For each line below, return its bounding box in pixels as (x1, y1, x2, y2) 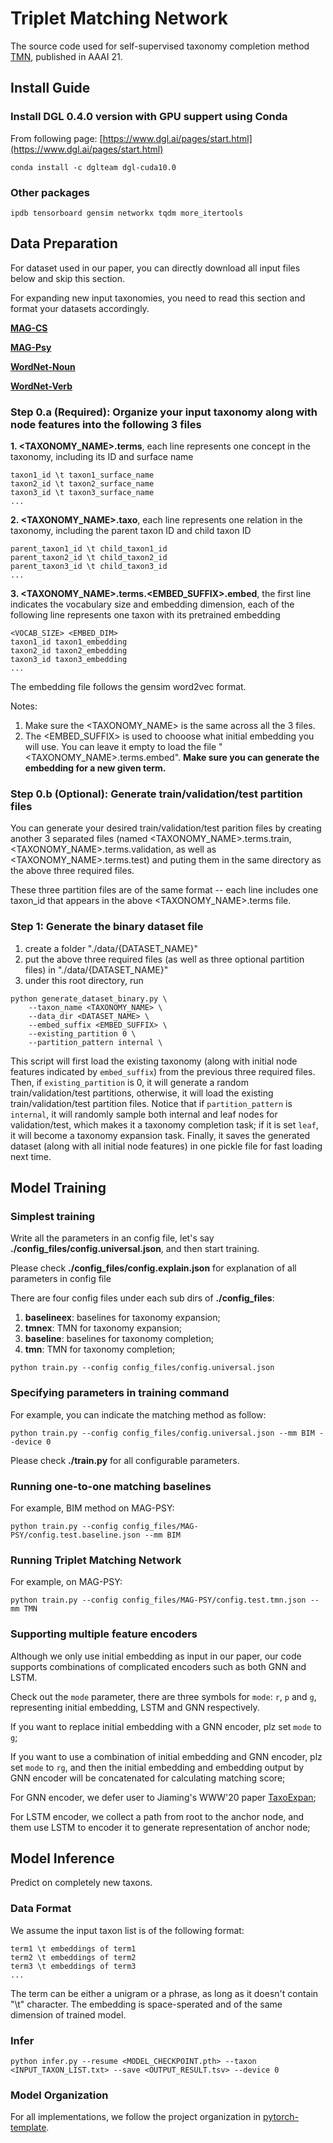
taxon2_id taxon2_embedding (10, 646, 128, 656)
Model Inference (10, 1850, 115, 1867)
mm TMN (10, 1604, 38, 1614)
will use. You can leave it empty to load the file (24, 741, 217, 753)
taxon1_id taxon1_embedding (10, 637, 128, 647)
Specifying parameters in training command (10, 1386, 230, 1400)
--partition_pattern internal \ (28, 1037, 163, 1047)
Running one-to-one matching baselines (10, 1479, 212, 1493)
